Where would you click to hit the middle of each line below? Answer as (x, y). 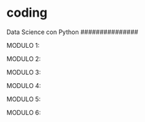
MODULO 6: (24, 112)
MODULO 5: (24, 99)
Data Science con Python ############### (72, 32)
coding (27, 13)
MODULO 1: (23, 45)
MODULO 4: (24, 85)
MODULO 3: (24, 72)
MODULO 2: (24, 59)
